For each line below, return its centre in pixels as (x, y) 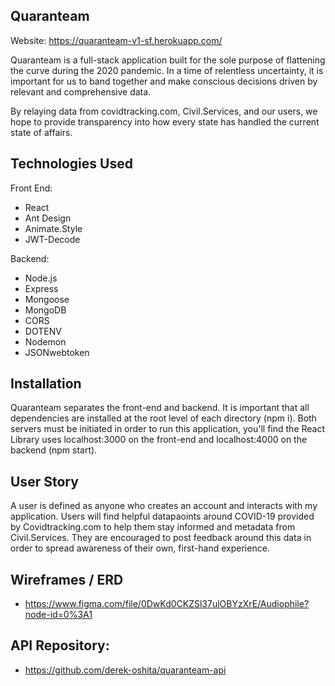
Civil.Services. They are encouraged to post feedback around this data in (161, 538)
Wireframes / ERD (67, 579)
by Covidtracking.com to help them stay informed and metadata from (153, 527)
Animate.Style (53, 228)
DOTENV (43, 331)
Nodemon (45, 341)
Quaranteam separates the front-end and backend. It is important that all (160, 408)
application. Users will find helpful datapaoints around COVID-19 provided (162, 516)
